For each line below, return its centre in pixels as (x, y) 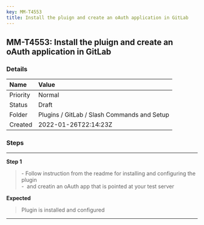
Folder (19, 115)
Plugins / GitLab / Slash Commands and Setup (104, 115)
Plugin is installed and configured (63, 210)
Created (21, 125)
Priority (20, 95)
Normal (49, 95)
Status (19, 105)
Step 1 (14, 162)
